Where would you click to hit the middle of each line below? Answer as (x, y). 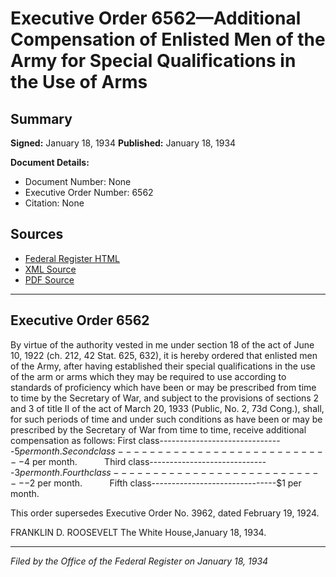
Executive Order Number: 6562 (89, 192)
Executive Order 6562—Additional (156, 18)
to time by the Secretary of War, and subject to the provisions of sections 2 (165, 398)
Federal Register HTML (72, 258)
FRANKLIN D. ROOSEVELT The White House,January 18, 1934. (138, 532)
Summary (41, 118)
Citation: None (54, 203)
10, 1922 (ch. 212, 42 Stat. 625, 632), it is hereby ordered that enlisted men (164, 355)
